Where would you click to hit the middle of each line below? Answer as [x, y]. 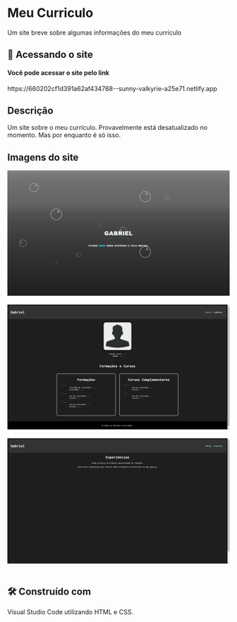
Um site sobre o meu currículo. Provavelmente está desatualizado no [108, 128]
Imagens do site [43, 157]
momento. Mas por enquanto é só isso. [64, 135]
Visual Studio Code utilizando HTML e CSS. [71, 612]
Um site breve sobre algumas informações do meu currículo [95, 32]
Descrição [30, 110]
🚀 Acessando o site [50, 55]
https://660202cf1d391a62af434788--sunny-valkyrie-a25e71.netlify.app [112, 88]
